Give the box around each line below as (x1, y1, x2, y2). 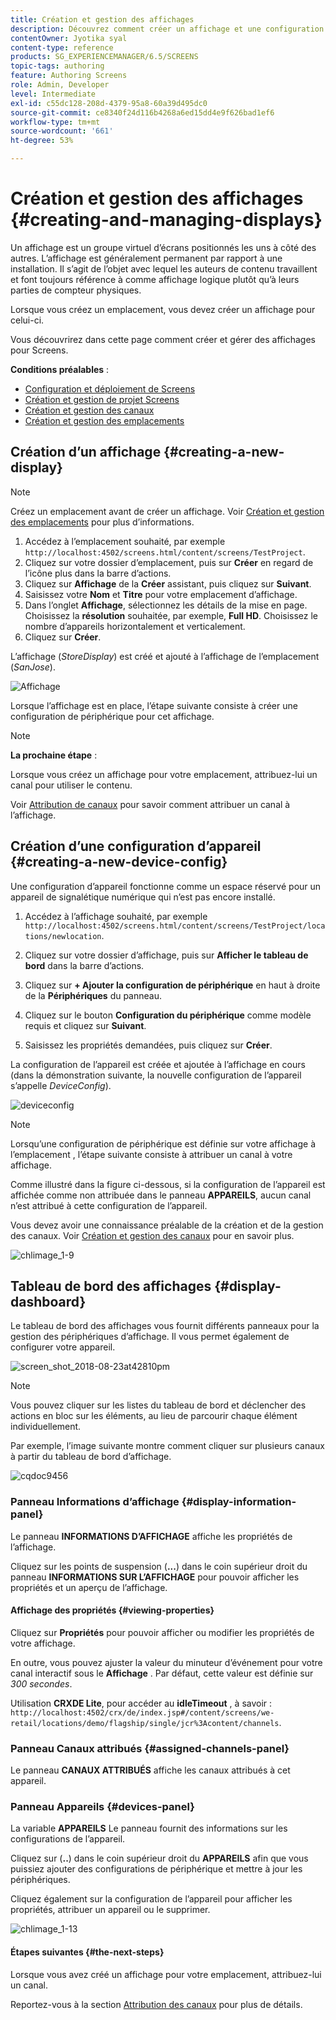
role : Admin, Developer (10, 80, 110, 90)
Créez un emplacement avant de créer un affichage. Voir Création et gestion (10, 505, 325, 517)
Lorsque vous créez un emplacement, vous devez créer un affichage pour (10, 303, 316, 315)
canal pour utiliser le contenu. (10, 779, 133, 791)
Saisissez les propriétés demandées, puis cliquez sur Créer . (24, 1039, 273, 1051)
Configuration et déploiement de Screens (24, 382, 196, 395)
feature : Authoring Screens (10, 71, 128, 81)
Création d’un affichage (10, 444, 162, 461)
